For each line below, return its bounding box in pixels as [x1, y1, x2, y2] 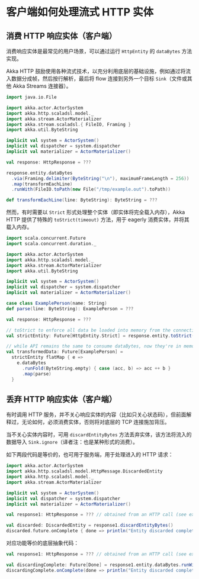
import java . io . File [6, 94, 57, 100]
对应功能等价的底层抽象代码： [6, 539, 79, 546]
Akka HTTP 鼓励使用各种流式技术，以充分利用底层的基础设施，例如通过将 [6, 67, 186, 75]
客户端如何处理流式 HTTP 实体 [6, 5, 154, 19]
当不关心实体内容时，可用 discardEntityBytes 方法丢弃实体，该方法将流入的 [6, 431, 192, 438]
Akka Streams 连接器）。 [12, 82, 72, 89]
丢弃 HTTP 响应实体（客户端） [6, 394, 117, 404]
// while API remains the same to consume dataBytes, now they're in [6, 343, 182, 349]
